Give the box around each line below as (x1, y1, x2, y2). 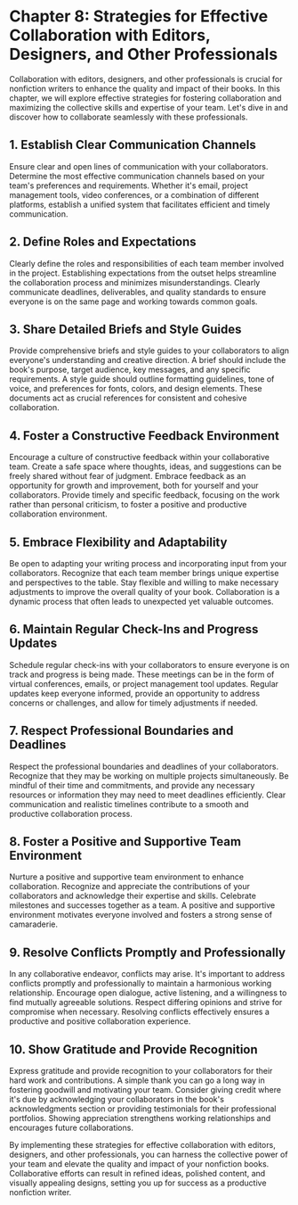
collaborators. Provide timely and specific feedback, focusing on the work (9, 490, 280, 500)
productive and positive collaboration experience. (9, 1016, 191, 1027)
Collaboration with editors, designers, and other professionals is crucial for (9, 73, 283, 84)
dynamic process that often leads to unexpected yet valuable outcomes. (9, 596, 274, 607)
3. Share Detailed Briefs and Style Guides (9, 321, 242, 336)
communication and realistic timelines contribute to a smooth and (9, 798, 249, 809)
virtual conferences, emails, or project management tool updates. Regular (9, 678, 278, 689)
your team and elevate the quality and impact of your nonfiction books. (9, 1159, 270, 1169)
